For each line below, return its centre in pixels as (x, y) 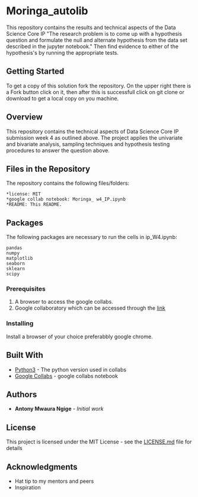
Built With (25, 355)
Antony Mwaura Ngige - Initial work (59, 409)
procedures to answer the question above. (58, 150)
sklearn (16, 269)
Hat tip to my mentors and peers (54, 481)
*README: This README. (34, 205)
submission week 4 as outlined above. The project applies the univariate (94, 137)
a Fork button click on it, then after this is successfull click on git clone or (95, 92)
